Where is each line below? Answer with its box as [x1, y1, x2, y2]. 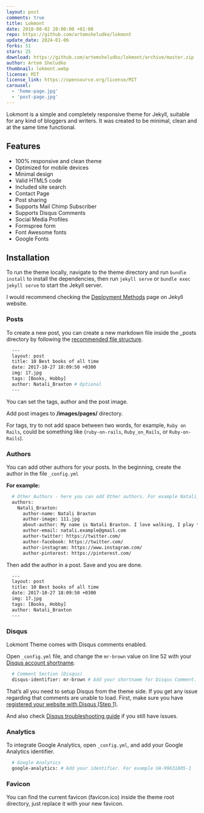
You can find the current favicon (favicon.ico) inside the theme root [6, 793, 175, 801]
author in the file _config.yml [6, 470, 79, 477]
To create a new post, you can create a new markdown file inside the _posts [6, 329, 197, 336]
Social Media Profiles [15, 216, 69, 223]
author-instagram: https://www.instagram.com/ [22, 544, 143, 551]
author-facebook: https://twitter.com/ [22, 538, 123, 545]
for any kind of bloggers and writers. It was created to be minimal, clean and [6, 117, 197, 124]
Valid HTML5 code [15, 177, 62, 184]
